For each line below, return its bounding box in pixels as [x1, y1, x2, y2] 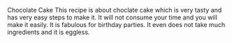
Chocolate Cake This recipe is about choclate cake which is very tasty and [7, 6, 222, 14]
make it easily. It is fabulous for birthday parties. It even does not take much [7, 21, 226, 28]
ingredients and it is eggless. [7, 28, 90, 36]
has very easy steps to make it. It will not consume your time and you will [7, 13, 218, 21]
